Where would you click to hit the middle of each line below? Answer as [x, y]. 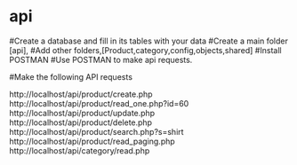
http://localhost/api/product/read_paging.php [92, 141]
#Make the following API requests [71, 76]
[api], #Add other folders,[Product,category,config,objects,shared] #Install [145, 50]
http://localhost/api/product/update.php [82, 113]
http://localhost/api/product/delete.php [81, 122]
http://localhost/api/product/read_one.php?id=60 [99, 103]
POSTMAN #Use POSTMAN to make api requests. [101, 59]
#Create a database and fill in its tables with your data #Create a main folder [149, 41]
